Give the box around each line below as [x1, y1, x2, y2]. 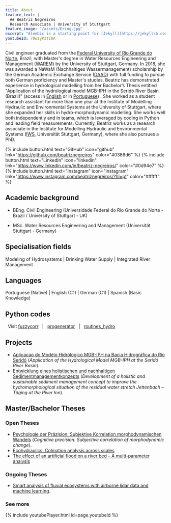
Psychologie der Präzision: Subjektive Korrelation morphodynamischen [12, 431, 162, 437]
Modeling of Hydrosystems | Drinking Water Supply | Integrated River [5, 256, 151, 262]
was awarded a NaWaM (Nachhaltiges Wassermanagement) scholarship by [5, 66, 163, 72]
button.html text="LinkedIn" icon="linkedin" [5, 157, 97, 163]
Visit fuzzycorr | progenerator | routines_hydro [7, 323, 116, 329]
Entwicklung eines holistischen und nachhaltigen [12, 368, 116, 374]
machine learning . [12, 487, 51, 494]
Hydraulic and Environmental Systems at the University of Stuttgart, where [5, 104, 161, 110]
